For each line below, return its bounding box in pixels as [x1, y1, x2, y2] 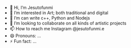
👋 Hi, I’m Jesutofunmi [9, 5, 53, 10]
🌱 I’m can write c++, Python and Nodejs [9, 15, 90, 21]
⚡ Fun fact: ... [9, 38, 37, 44]
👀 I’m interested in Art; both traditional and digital [9, 10, 109, 16]
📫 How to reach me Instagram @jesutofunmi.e [9, 26, 105, 31]
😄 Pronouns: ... [9, 33, 42, 39]
